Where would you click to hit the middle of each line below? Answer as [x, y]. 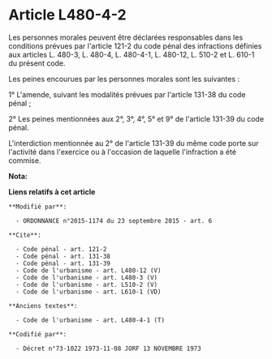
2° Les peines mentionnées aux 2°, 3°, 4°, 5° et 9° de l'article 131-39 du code [136, 118]
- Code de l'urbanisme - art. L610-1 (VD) [89, 292]
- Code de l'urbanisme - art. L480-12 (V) [89, 270]
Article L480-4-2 [68, 15]
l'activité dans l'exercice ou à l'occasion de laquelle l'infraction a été [123, 152]
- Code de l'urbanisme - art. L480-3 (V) [87, 277]
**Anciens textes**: [43, 306]
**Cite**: [25, 235]
